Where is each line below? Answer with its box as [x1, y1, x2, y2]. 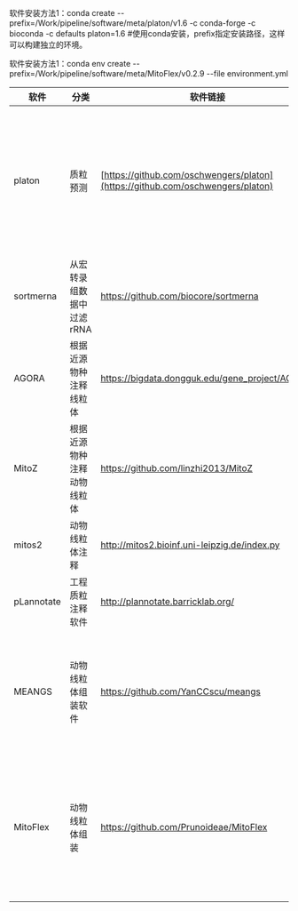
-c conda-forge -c [189, 18, 256, 28]
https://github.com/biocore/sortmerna [100, 290, 259, 302]
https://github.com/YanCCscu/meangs [100, 685, 262, 698]
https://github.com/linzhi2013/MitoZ [100, 462, 253, 474]
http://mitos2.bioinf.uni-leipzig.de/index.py [100, 539, 280, 551]
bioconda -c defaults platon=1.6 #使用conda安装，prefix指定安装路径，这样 [9, 28, 286, 38]
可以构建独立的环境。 [9, 39, 87, 50]
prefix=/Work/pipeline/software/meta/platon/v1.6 [9, 18, 188, 28]
